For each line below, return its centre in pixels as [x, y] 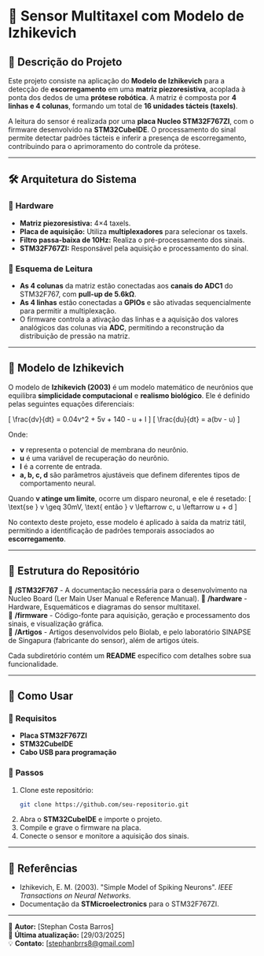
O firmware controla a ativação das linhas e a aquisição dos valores [129, 319]
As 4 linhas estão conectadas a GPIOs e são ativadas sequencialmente [135, 302]
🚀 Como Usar [41, 696]
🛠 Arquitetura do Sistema [73, 179]
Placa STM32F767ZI [53, 735]
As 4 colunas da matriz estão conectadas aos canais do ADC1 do [126, 285]
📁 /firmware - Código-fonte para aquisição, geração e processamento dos [129, 615]
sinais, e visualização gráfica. [56, 623]
